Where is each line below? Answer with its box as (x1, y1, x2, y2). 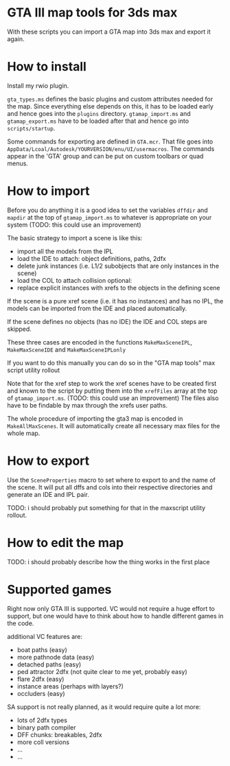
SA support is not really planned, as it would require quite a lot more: (7, 702, 201, 711)
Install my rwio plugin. (7, 81, 69, 90)
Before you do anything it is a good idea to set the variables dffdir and (7, 206, 208, 214)
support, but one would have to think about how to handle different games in (7, 612, 224, 620)
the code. (7, 619, 34, 627)
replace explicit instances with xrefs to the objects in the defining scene (16, 283, 220, 292)
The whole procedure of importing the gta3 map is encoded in (7, 414, 183, 423)
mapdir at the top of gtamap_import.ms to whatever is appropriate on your (7, 213, 212, 221)
